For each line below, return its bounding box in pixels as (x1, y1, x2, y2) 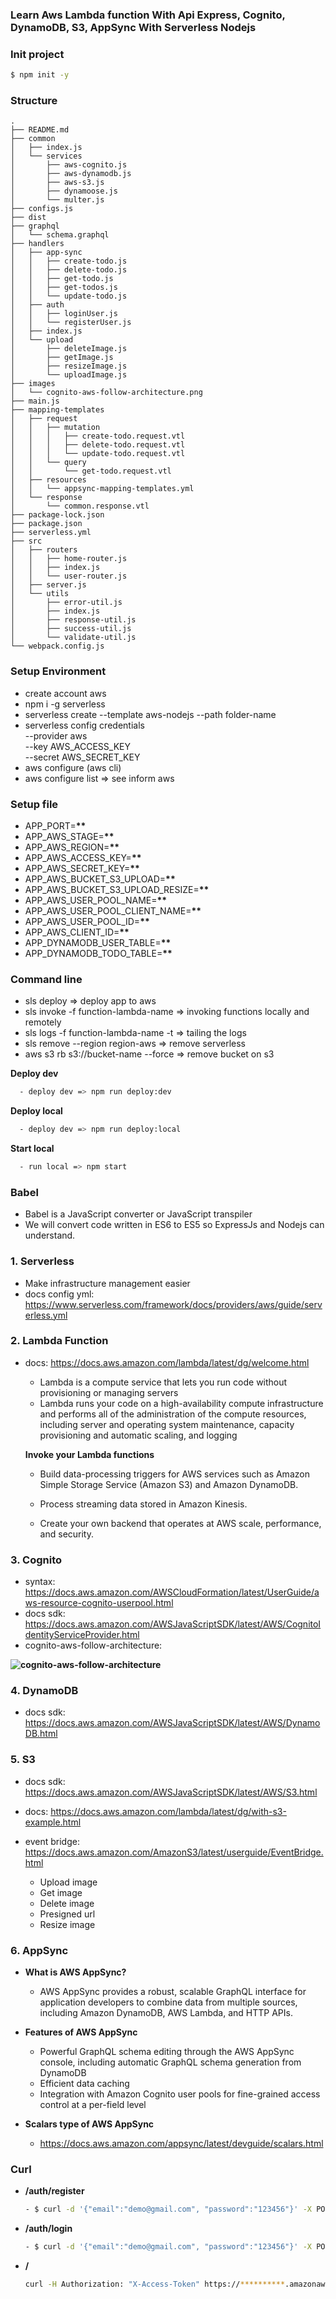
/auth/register (24, 2185, 85, 2197)
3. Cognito (10, 1553, 63, 1567)
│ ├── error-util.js (10, 598, 123, 608)
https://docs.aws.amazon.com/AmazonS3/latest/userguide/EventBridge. (24, 1846, 324, 1858)
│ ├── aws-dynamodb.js (10, 169, 132, 179)
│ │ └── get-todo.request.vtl (10, 466, 172, 477)
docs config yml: (24, 1288, 95, 1300)
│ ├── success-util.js (10, 624, 132, 634)
